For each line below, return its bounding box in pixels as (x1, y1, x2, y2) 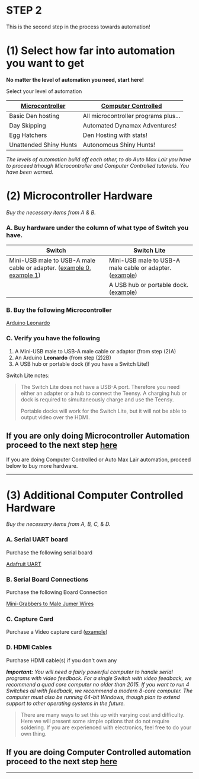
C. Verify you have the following (6, 334, 101, 343)
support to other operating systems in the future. (6, 700, 126, 707)
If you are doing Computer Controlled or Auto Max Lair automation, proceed (6, 456, 191, 463)
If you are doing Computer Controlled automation (6, 748, 191, 758)
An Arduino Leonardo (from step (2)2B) (14, 354, 111, 361)
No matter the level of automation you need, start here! (6, 76, 144, 83)
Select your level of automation (6, 87, 82, 95)
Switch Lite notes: (6, 372, 50, 379)
